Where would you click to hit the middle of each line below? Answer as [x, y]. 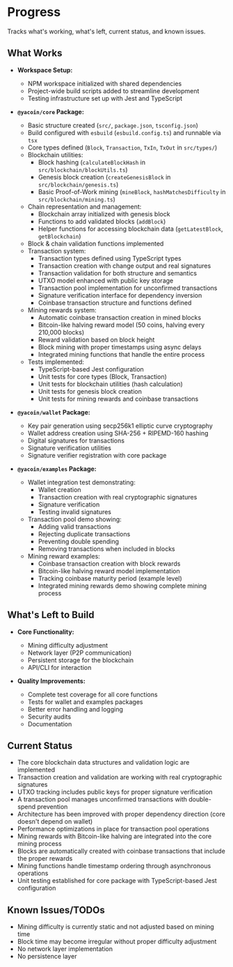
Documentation [50, 724]
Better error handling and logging [75, 709]
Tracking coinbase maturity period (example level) [110, 578]
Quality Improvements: [51, 681]
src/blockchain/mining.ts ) [77, 199]
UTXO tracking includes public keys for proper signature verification [115, 792]
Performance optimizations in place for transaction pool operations [113, 829]
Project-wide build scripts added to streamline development [113, 90]
